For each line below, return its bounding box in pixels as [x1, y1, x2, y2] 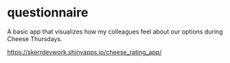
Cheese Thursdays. [7, 34, 63, 42]
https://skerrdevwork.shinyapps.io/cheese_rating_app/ [7, 48, 162, 56]
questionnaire [7, 5, 89, 21]
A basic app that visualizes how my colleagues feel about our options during [7, 27, 223, 36]
